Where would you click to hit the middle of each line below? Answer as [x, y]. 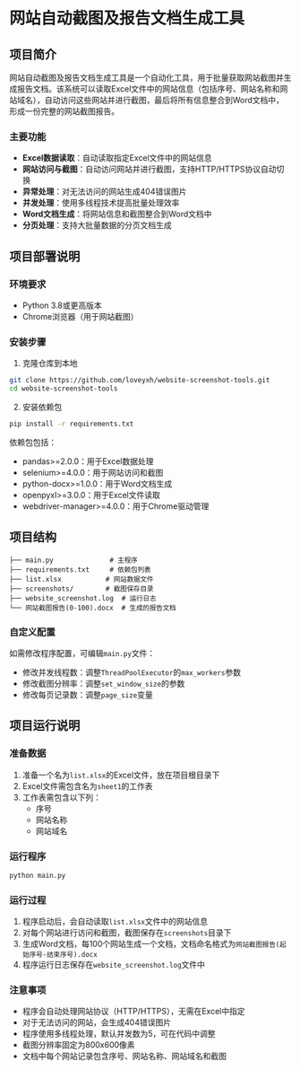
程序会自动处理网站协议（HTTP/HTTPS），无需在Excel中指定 [133, 1012]
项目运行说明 [45, 726]
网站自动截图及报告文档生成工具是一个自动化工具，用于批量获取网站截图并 [146, 78]
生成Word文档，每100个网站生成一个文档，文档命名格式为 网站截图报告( [151, 944]
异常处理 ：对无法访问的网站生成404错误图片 [104, 192]
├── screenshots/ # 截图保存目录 [81, 589]
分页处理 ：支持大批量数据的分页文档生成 [97, 225]
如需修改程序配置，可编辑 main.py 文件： [82, 653]
